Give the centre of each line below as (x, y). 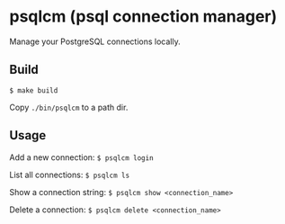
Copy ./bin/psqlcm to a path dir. (69, 107)
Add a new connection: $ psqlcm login (82, 157)
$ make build (34, 90)
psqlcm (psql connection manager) (143, 17)
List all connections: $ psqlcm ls (70, 175)
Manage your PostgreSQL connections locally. (95, 41)
